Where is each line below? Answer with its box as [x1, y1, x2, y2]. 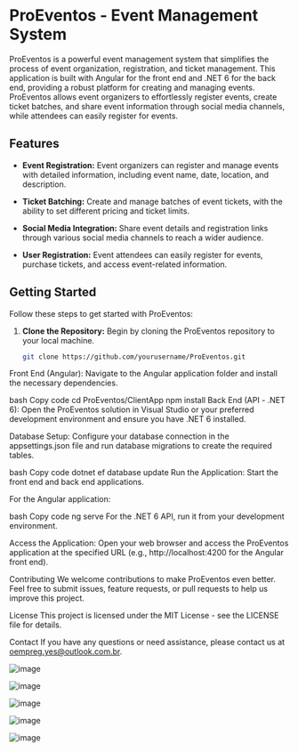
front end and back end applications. [9, 477, 144, 488]
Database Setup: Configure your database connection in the [9, 431, 230, 441]
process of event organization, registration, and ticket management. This [9, 63, 276, 74]
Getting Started [9, 285, 97, 300]
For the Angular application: [9, 494, 111, 505]
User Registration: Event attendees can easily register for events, [21, 249, 264, 260]
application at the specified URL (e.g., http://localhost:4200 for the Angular [9, 547, 285, 558]
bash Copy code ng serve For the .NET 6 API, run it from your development [9, 511, 285, 522]
